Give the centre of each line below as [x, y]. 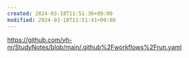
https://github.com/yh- [40, 39]
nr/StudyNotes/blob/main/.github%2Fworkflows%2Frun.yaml [94, 47]
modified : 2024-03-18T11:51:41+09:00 [62, 20]
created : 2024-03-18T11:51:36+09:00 [60, 13]
